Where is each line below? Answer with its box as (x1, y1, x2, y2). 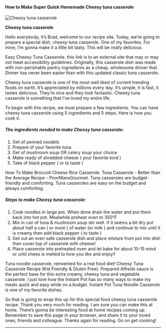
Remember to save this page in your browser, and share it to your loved (5, 312, 151, 318)
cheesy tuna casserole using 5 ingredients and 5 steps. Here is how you (5, 110, 152, 116)
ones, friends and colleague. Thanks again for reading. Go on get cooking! (5, 318, 157, 324)
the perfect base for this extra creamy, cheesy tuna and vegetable (5, 271, 140, 277)
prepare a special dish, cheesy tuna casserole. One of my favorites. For (5, 40, 151, 45)
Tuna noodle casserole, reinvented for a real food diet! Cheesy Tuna (5, 261, 144, 267)
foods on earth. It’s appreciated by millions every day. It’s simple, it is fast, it (5, 84, 159, 91)
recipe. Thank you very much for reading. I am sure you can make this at (5, 302, 153, 308)
